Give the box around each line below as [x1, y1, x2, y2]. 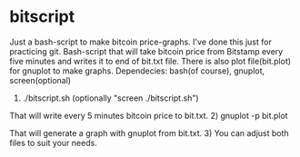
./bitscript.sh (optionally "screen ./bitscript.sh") [22, 93, 199, 103]
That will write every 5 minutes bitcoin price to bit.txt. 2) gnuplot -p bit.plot [9, 110, 288, 121]
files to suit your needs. [9, 137, 97, 148]
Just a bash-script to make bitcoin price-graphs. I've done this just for [9, 36, 273, 47]
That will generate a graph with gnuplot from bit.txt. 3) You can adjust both [9, 127, 289, 138]
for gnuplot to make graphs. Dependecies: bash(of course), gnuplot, [9, 65, 265, 76]
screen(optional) [9, 74, 71, 85]
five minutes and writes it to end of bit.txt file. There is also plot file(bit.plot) [9, 55, 292, 66]
